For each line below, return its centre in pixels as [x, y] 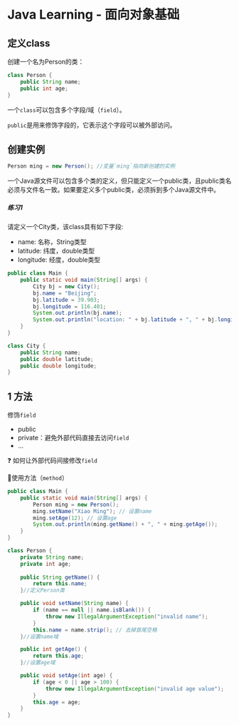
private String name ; [52, 557]
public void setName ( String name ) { [75, 604]
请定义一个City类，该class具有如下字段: [65, 227]
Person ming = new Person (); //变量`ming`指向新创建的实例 [91, 166]
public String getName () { [60, 577]
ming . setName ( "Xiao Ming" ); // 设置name [92, 511]
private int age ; [46, 564]
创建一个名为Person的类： [46, 62]
